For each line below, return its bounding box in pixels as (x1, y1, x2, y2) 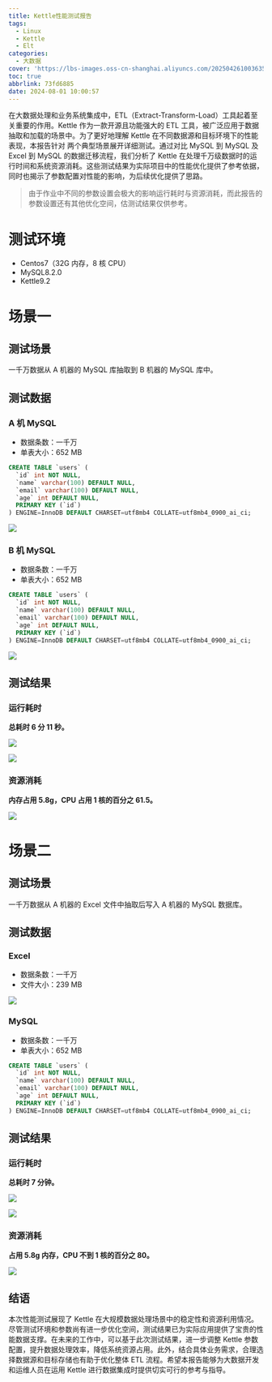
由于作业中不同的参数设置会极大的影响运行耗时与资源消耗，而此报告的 (28, 188, 263, 199)
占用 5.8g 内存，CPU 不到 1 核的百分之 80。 (8, 1250, 154, 1260)
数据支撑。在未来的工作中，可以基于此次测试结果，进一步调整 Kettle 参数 (15, 1335, 259, 1345)
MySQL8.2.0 (19, 268, 62, 277)
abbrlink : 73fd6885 (8, 79, 74, 88)
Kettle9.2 (19, 277, 51, 286)
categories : (8, 49, 49, 58)
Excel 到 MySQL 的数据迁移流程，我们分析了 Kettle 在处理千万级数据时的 (8, 151, 250, 161)
